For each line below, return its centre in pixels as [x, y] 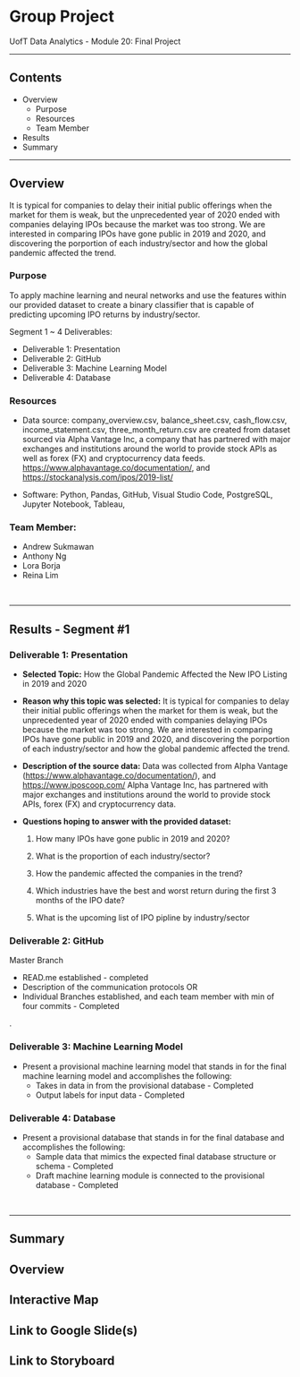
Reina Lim [40, 576]
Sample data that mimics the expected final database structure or [156, 1157]
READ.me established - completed [85, 978]
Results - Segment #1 [70, 629]
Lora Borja [41, 566]
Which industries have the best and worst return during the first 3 [156, 891]
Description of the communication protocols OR [110, 988]
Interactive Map [54, 1300]
